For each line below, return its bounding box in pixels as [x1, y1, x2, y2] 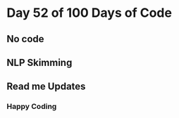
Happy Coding [6, 102, 57, 112]
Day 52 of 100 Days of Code [6, 5, 172, 21]
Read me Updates [6, 81, 86, 93]
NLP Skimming [6, 56, 73, 68]
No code [6, 33, 44, 45]
